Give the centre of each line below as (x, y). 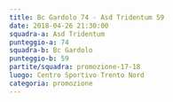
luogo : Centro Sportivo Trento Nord (77, 75)
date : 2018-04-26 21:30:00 (59, 26)
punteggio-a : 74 (39, 42)
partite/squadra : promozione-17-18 (75, 67)
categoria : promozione (51, 83)
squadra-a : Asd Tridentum (57, 34)
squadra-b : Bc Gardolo (51, 51)
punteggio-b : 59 (39, 59)
